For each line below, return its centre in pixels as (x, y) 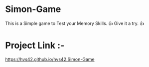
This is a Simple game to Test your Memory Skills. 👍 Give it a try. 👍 (75, 23)
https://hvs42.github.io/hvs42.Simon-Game (50, 59)
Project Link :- (35, 45)
